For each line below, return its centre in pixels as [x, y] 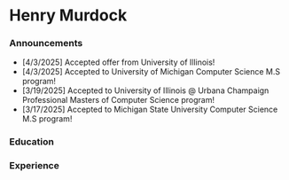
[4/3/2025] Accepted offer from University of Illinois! [118, 62]
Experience [34, 166]
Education [32, 142]
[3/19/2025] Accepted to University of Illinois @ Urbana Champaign [145, 90]
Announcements [46, 43]
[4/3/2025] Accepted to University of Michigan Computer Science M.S [151, 72]
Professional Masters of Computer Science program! [118, 100]
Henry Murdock [68, 16]
